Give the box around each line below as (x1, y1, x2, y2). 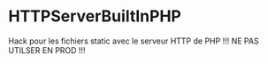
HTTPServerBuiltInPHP (8, 6, 182, 27)
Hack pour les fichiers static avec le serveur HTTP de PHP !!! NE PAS (8, 35, 259, 46)
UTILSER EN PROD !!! (8, 44, 86, 55)
